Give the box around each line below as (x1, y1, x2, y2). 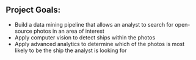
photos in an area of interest (33, 27, 105, 35)
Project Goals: (5, 5, 61, 15)
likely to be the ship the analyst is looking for (14, 47, 127, 54)
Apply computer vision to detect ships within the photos (14, 33, 156, 41)
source (14, 27, 33, 35)
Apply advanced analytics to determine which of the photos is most (14, 40, 184, 47)
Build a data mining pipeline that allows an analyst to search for (14, 21, 174, 28)
